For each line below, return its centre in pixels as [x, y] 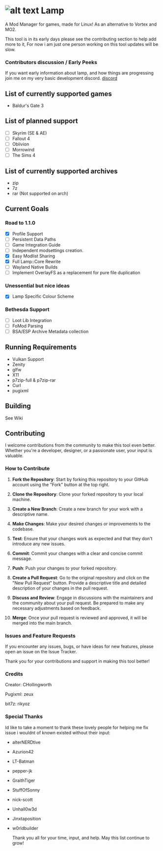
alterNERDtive [26, 742]
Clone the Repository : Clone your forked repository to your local [78, 494]
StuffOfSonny [26, 790]
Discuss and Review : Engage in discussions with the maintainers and [82, 598]
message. [22, 558]
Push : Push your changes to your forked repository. [65, 568]
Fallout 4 [21, 139]
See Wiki [14, 418]
